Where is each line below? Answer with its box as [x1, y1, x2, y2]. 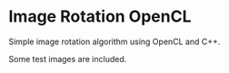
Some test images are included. [8, 53, 127, 64]
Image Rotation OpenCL [8, 6, 192, 27]
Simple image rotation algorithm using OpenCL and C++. [8, 36, 221, 47]
